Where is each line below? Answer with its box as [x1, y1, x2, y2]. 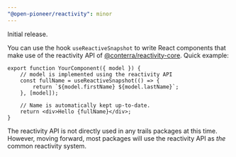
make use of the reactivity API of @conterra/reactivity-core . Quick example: [7, 51, 229, 59]
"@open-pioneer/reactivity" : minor [7, 10, 113, 18]
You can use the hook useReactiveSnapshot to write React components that [7, 43, 227, 52]
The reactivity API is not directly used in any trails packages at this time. [7, 127, 218, 135]
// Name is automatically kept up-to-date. [20, 102, 151, 109]
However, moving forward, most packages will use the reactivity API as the [7, 134, 226, 142]
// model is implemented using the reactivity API [20, 71, 173, 78]
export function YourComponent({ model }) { [7, 64, 141, 71]
